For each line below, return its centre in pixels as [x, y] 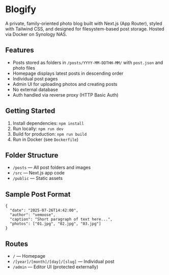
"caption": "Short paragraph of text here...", [61, 220]
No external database [35, 89]
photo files [24, 68]
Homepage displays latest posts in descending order [68, 73]
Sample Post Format [38, 194]
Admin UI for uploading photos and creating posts [65, 84]
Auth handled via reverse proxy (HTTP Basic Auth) [65, 95]
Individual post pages [35, 79]
